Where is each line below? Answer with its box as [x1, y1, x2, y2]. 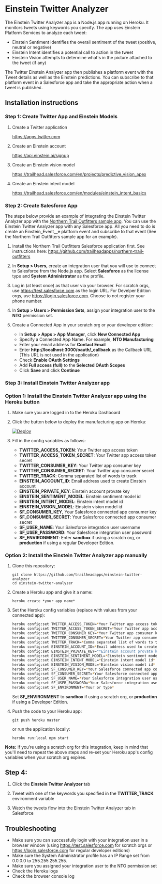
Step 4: [5, 768, 28, 776]
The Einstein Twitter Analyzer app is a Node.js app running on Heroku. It [5, 19, 149, 25]
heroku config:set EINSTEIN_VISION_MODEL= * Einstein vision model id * [12, 662, 156, 667]
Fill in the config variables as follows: [12, 438, 86, 444]
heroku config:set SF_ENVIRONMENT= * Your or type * [12, 685, 115, 690]
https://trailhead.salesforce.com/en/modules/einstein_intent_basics [12, 190, 147, 196]
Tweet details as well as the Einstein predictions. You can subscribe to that [5, 74, 154, 80]
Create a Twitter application [12, 124, 68, 130]
